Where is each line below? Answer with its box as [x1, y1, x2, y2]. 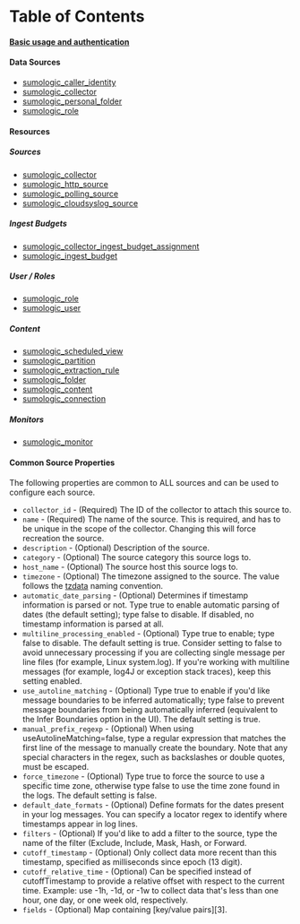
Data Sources [9, 56, 61, 68]
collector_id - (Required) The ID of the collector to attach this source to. [21, 504, 292, 514]
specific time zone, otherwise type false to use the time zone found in [21, 780, 280, 790]
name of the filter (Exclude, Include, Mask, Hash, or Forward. [21, 837, 247, 848]
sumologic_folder [21, 375, 87, 385]
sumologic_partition [21, 356, 96, 367]
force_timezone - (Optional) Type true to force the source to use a [21, 771, 266, 782]
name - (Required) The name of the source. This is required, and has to [21, 514, 281, 524]
